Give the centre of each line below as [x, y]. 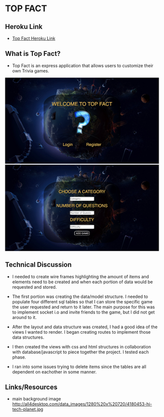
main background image [36, 399]
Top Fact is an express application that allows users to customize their [83, 65]
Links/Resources [31, 387]
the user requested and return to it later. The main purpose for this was [83, 307]
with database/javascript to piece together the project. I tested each [80, 352]
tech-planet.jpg [28, 409]
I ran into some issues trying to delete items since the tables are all [79, 367]
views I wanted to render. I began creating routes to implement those [81, 332]
